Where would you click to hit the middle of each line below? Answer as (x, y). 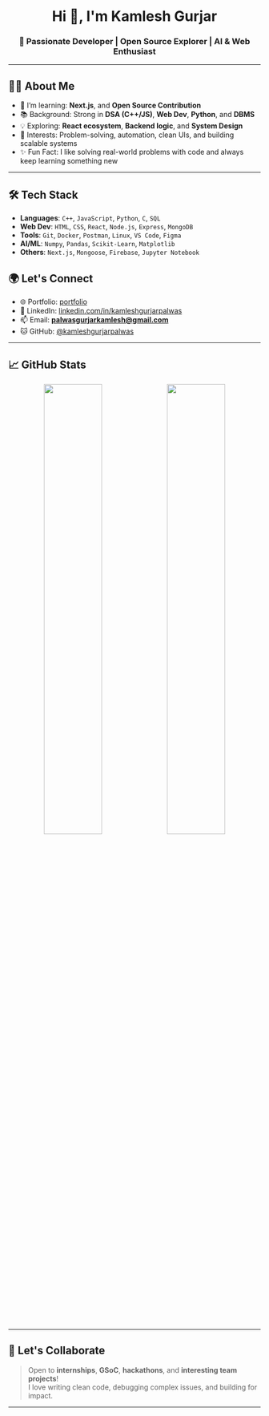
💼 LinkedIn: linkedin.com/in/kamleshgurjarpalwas (101, 310)
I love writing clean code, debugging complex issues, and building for (143, 1387)
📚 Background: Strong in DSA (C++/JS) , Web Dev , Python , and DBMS (137, 115)
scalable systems (48, 144)
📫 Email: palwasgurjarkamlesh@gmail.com (94, 319)
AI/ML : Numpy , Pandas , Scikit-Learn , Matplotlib (97, 244)
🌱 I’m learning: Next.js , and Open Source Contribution (110, 105)
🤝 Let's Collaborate (57, 1351)
